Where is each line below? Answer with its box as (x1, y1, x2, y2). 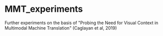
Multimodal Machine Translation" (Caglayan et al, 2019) (4, 25, 117, 31)
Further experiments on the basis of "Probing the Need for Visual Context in (4, 20, 159, 26)
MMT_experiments (4, 3, 83, 15)
